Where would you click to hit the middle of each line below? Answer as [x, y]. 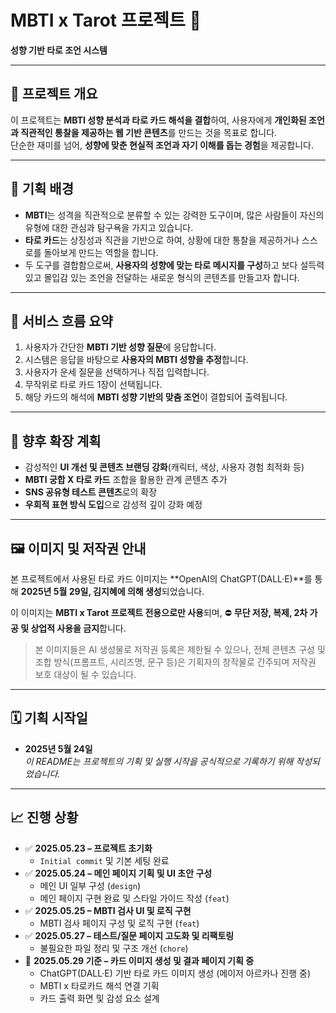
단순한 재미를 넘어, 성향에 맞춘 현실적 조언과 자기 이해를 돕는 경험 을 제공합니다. [162, 145]
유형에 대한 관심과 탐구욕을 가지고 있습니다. [109, 227]
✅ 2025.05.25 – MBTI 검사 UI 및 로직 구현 [108, 910]
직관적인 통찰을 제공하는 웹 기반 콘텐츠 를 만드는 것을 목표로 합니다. [149, 132]
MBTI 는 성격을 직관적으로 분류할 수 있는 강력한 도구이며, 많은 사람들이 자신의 [174, 215]
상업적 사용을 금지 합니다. [78, 628]
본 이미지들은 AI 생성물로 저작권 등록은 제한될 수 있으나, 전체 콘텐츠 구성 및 [180, 649]
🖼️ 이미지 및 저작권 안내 [78, 548]
